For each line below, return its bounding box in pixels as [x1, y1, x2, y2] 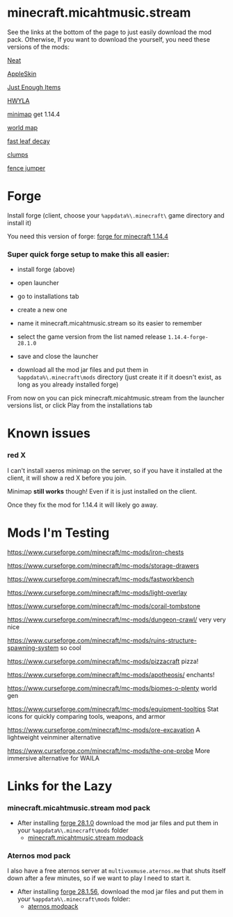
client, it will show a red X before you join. [7, 473, 127, 482]
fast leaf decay [7, 137, 50, 145]
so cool [60, 643, 81, 651]
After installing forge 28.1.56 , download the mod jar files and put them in [17, 888, 224, 896]
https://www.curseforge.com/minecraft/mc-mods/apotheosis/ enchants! [7, 670, 215, 679]
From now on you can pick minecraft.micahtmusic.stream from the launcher [7, 394, 225, 403]
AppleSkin [7, 70, 37, 78]
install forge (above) [17, 266, 75, 274]
